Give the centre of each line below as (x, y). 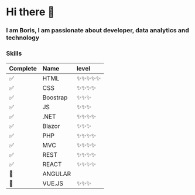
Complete (23, 69)
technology (23, 38)
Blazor (51, 126)
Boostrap (55, 97)
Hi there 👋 (30, 12)
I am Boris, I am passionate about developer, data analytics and (97, 31)
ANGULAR (57, 174)
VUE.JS (53, 183)
